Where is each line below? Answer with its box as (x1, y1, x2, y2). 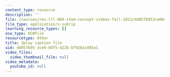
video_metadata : (5, 59, 39, 64)
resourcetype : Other (5, 36, 49, 41)
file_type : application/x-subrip (5, 21, 76, 27)
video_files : (5, 50, 33, 55)
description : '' (5, 12, 39, 17)
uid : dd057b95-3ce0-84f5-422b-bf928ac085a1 (5, 45, 99, 50)
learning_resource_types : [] (5, 26, 67, 31)
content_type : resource (5, 7, 56, 13)
